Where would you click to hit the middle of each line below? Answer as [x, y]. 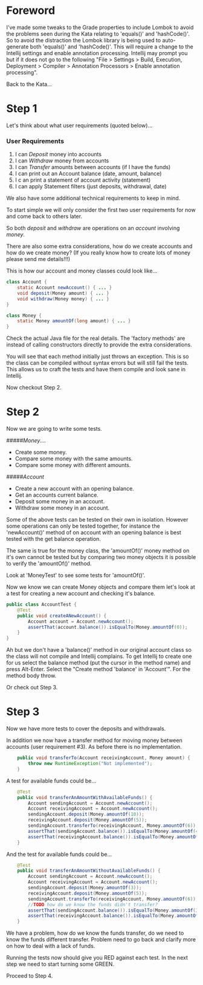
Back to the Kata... [29, 84]
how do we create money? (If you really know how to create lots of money [98, 253]
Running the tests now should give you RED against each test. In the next [97, 958]
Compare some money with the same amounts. [74, 459]
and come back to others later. [44, 216]
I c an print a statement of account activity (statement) [83, 180]
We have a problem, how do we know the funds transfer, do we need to [95, 933]
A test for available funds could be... [51, 781]
